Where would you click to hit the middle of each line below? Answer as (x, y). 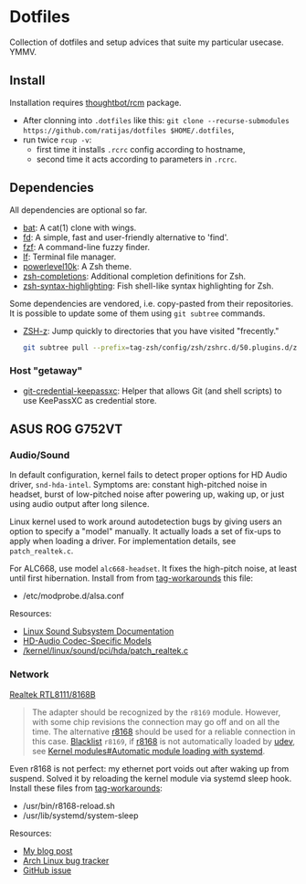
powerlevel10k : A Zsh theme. (77, 266)
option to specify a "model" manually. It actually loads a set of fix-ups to (145, 531)
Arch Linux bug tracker (66, 860)
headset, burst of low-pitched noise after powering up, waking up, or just (147, 494)
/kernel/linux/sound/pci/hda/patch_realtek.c (106, 651)
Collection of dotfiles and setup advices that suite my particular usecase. (147, 42)
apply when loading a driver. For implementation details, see (123, 542)
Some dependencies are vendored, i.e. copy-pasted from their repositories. (152, 303)
